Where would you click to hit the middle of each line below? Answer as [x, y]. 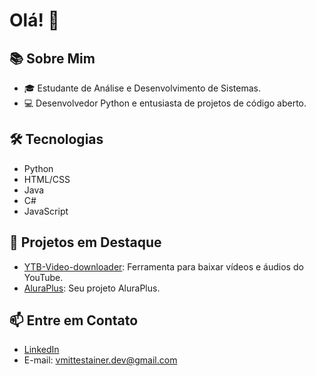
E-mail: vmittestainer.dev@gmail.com [100, 360]
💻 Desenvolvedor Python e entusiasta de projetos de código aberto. [165, 103]
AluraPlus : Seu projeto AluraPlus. [92, 288]
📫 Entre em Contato [74, 320]
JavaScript [46, 211]
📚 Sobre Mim [52, 58]
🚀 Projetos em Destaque [85, 242]
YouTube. [43, 277]
